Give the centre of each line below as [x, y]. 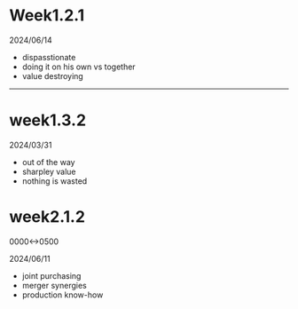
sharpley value [49, 171]
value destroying [53, 75]
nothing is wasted [55, 181]
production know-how [63, 295]
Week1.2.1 [47, 16]
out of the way [48, 162]
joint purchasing [51, 275]
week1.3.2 [48, 120]
